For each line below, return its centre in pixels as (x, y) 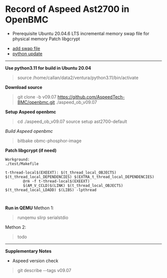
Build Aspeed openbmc (29, 131)
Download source (24, 87)
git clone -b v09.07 (37, 97)
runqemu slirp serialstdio (43, 217)
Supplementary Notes (28, 251)
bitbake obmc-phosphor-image (49, 141)
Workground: (17, 159)
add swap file (26, 48)
